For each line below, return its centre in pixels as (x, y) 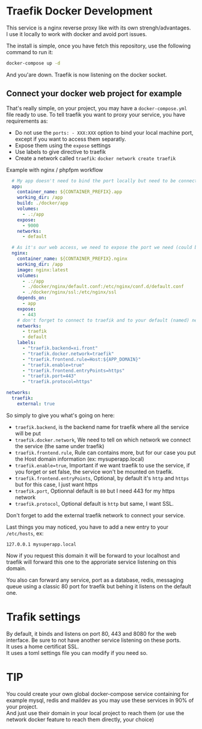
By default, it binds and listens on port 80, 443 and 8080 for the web (91, 633)
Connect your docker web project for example (94, 94)
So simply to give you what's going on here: (60, 415)
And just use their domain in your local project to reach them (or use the (95, 713)
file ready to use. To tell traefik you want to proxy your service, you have (96, 114)
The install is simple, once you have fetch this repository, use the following (99, 46)
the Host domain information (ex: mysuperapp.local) (79, 459)
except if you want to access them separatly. (70, 139)
